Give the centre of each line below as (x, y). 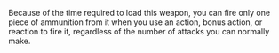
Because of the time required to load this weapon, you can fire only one (139, 13)
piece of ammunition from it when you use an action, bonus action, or (136, 22)
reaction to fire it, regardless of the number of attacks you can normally (139, 31)
